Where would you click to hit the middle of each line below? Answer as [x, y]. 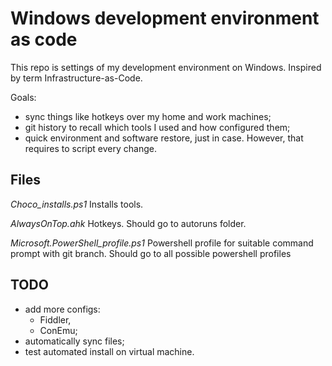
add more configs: [62, 309]
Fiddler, [55, 319]
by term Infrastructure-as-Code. [76, 78]
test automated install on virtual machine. [109, 351]
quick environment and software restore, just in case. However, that [164, 138]
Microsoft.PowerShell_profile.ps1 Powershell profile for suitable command [162, 243]
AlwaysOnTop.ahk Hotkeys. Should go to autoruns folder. [128, 223]
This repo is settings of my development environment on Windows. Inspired [166, 67]
